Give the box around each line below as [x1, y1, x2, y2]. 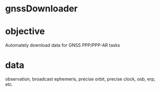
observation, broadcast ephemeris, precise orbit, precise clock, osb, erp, [5, 76, 156, 82]
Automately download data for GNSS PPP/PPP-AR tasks [5, 42, 120, 48]
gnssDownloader [5, 3, 78, 14]
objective [5, 26, 45, 37]
